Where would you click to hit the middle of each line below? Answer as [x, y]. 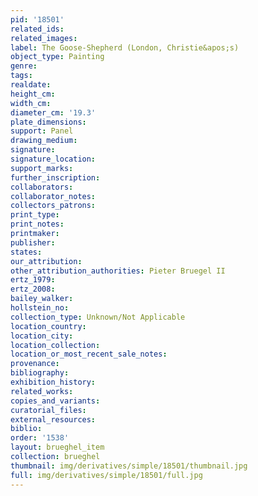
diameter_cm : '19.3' [53, 112]
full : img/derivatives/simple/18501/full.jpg [106, 475]
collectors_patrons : [53, 206]
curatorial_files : [48, 410]
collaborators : [42, 187]
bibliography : [40, 373]
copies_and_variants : [55, 401]
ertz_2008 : [33, 289]
